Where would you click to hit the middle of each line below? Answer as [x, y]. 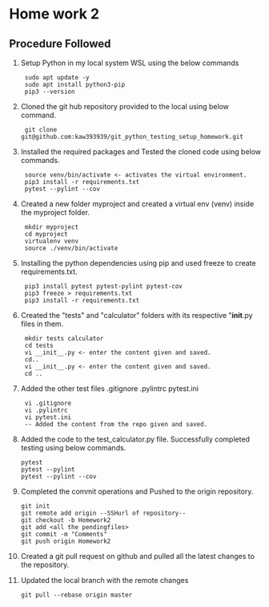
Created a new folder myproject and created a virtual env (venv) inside [137, 204]
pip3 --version [50, 92]
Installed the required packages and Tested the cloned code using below [141, 152]
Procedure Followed [60, 44]
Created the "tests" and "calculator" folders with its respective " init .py [137, 315]
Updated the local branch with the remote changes [104, 580]
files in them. [42, 324]
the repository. [45, 564]
